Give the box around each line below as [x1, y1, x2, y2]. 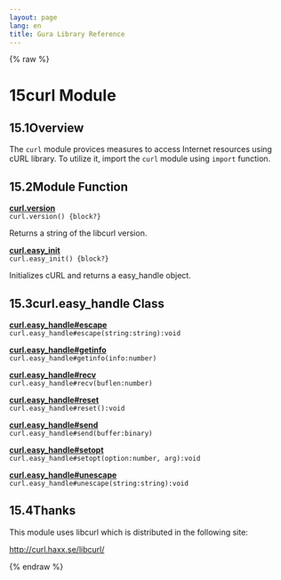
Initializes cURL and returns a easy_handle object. [9, 270, 191, 281]
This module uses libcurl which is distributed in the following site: [9, 527, 249, 537]
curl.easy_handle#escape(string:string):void [9, 329, 181, 338]
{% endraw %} [9, 561, 64, 572]
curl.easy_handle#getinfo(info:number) [9, 354, 157, 363]
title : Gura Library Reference [9, 29, 125, 38]
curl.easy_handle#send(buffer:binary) [9, 429, 153, 438]
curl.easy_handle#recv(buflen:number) [9, 379, 153, 388]
